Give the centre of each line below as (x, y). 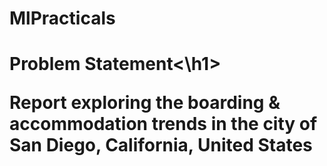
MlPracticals (62, 18)
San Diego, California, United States (161, 145)
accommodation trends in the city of (163, 124)
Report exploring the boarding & (145, 103)
